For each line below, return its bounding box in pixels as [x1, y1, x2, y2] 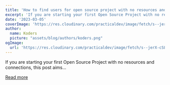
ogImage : [5, 40, 24, 46]
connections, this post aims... [5, 64, 67, 70]
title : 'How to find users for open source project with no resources [5, 7, 157, 13]
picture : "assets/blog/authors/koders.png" [10, 36, 103, 41]
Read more [5, 74, 28, 80]
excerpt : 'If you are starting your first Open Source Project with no [5, 12, 159, 17]
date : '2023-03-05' [5, 17, 47, 22]
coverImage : [5, 21, 30, 27]
